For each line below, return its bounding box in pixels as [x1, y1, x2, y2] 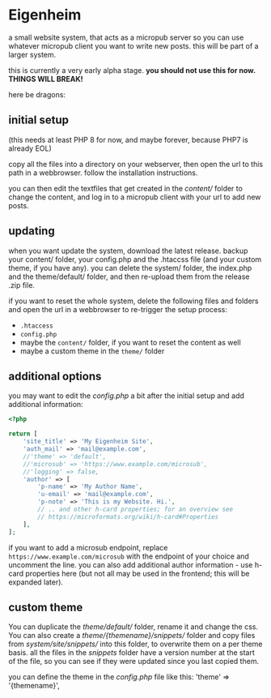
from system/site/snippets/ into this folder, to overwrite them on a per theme [8, 639, 263, 649]
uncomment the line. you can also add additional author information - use [8, 559, 253, 569]
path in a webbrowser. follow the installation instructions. [8, 168, 198, 178]
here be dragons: [8, 89, 66, 99]
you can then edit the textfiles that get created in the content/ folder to [8, 183, 243, 193]
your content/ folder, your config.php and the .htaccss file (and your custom [8, 254, 262, 264]
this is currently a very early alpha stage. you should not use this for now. [8, 65, 256, 75]
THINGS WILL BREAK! [8, 74, 83, 84]
